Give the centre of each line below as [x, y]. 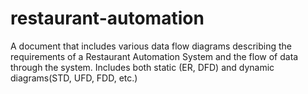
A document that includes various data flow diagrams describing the [151, 46]
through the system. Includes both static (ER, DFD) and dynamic [142, 67]
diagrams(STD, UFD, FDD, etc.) [74, 78]
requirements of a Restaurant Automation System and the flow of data [154, 56]
